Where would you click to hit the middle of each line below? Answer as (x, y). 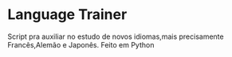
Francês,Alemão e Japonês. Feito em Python (81, 44)
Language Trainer (67, 15)
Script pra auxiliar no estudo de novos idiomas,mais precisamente (116, 36)
